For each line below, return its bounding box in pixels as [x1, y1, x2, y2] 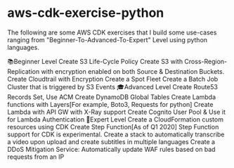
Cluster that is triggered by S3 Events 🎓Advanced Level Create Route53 [7, 82, 218, 91]
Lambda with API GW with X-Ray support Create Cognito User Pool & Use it [7, 108, 226, 116]
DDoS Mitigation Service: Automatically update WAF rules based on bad [7, 145, 216, 153]
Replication [7, 67, 40, 75]
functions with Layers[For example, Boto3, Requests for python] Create [7, 100, 214, 108]
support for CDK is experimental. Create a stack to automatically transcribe [7, 130, 225, 138]
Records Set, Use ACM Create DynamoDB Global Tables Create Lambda [7, 93, 216, 101]
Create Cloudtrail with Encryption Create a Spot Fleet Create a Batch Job [7, 75, 219, 83]
